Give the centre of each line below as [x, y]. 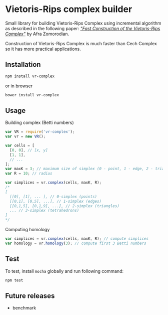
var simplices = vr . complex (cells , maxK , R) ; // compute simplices [77, 239]
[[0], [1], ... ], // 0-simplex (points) [53, 197]
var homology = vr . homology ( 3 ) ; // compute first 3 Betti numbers [76, 243]
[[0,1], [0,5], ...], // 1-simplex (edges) [55, 201]
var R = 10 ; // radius [29, 174]
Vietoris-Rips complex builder [69, 9]
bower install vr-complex [32, 95]
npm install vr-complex [30, 76]
